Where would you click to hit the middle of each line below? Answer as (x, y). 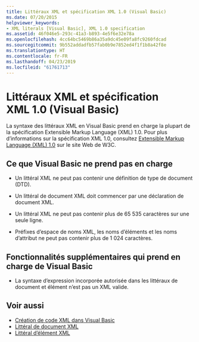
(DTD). (23, 184)
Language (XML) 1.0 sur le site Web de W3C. (61, 145)
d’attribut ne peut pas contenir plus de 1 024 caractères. (84, 238)
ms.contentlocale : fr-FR (37, 56)
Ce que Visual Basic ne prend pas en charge (89, 164)
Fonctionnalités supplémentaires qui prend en (93, 257)
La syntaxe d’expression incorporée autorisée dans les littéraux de (96, 281)
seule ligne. (29, 220)
